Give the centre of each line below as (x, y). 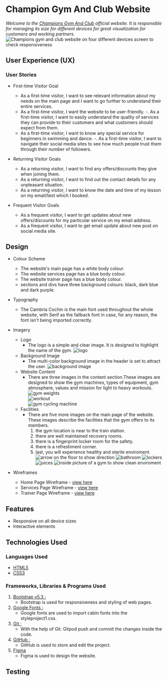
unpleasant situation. (42, 184)
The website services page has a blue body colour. (73, 274)
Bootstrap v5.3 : (29, 597)
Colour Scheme (29, 259)
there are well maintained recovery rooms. (79, 436)
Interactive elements (34, 526)
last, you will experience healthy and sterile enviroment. (93, 452)
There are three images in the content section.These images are (94, 377)
